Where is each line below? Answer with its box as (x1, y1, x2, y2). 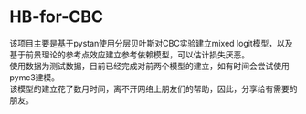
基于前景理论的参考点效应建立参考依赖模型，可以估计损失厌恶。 (9, 48, 249, 60)
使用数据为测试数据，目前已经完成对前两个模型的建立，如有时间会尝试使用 (9, 60, 290, 71)
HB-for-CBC (9, 6, 103, 27)
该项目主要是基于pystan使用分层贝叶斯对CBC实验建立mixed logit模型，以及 (9, 37, 293, 48)
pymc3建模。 (9, 71, 60, 83)
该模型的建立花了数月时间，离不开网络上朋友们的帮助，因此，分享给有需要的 (9, 83, 298, 94)
